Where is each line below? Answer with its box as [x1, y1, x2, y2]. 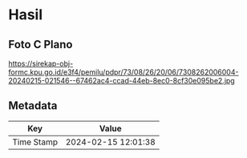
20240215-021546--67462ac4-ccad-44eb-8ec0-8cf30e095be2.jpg [8, 76, 235, 85]
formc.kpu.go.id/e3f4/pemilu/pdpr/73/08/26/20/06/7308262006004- [8, 67, 239, 77]
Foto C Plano [8, 38, 73, 51]
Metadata [8, 99, 58, 113]
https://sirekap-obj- [8, 59, 74, 68]
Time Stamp [12, 136, 59, 148]
